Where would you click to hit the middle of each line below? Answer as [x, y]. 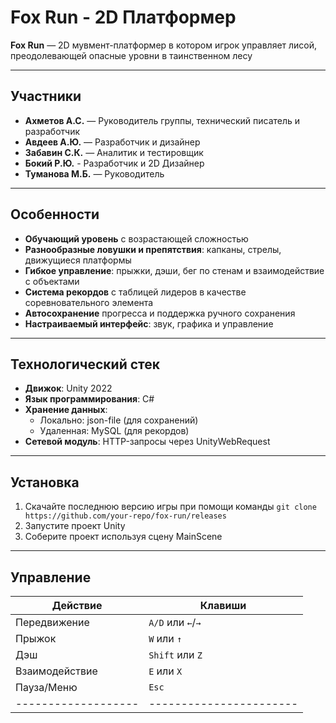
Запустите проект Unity [75, 526]
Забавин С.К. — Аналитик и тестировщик [114, 152]
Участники [46, 96]
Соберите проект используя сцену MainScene [123, 537]
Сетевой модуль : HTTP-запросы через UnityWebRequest [147, 442]
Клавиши [223, 605]
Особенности [55, 214]
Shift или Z [175, 654]
